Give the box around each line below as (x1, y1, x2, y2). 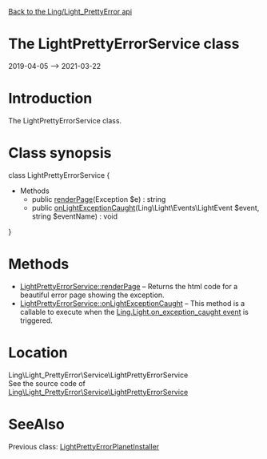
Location (8, 344, 68, 361)
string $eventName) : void (31, 211, 118, 221)
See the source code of (8, 378, 86, 388)
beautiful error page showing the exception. (19, 290, 165, 300)
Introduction (8, 90, 93, 107)
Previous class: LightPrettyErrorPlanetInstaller (8, 441, 160, 451)
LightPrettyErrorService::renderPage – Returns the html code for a (19, 281, 238, 291)
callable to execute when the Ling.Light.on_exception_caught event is (19, 307, 249, 316)
